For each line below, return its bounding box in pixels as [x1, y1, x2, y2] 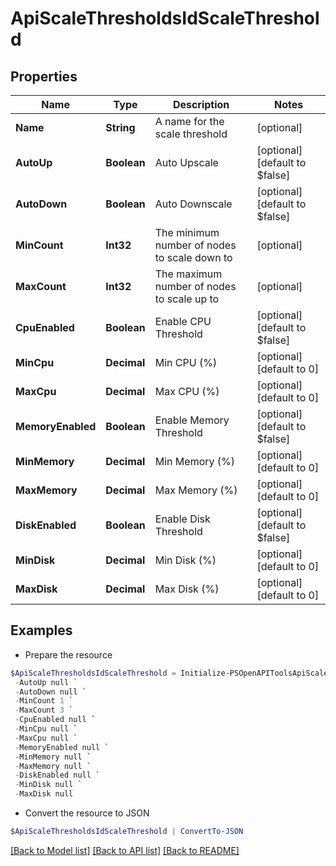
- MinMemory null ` [14, 752, 92, 762]
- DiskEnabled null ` [14, 770, 101, 781]
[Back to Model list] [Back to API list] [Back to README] [10, 844, 240, 856]
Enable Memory [154, 413, 230, 427]
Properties [10, 68, 78, 85]
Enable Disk [154, 512, 211, 526]
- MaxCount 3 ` [14, 705, 74, 716]
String [105, 121, 136, 134]
